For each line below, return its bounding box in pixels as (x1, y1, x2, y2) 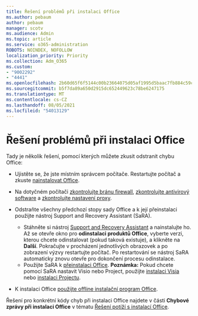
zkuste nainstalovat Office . (14, 177, 80, 184)
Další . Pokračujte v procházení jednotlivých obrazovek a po (23, 243, 168, 250)
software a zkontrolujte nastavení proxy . (14, 195, 112, 202)
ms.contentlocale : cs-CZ (6, 96, 67, 102)
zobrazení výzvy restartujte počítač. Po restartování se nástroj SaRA (23, 249, 189, 256)
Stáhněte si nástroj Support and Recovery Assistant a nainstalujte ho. (23, 224, 192, 231)
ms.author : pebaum (6, 14, 51, 20)
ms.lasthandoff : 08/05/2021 (6, 102, 75, 108)
